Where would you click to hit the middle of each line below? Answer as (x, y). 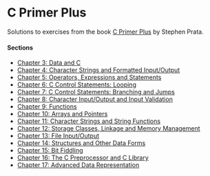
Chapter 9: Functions (47, 107)
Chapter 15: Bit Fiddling (50, 151)
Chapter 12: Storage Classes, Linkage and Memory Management (109, 129)
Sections (20, 47)
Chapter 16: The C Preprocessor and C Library (83, 158)
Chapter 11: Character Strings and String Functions (88, 121)
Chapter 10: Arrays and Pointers (62, 114)
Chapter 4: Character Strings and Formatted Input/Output (98, 70)
